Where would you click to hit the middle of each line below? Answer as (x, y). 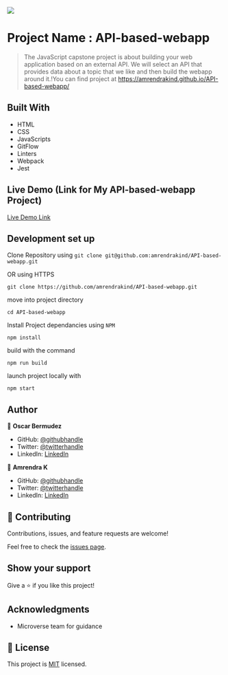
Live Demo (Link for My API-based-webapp (101, 190)
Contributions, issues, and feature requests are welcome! (88, 533)
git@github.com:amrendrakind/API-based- (163, 256)
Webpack (30, 161)
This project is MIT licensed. (47, 664)
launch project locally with (44, 376)
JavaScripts (34, 139)
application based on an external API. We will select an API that (113, 64)
